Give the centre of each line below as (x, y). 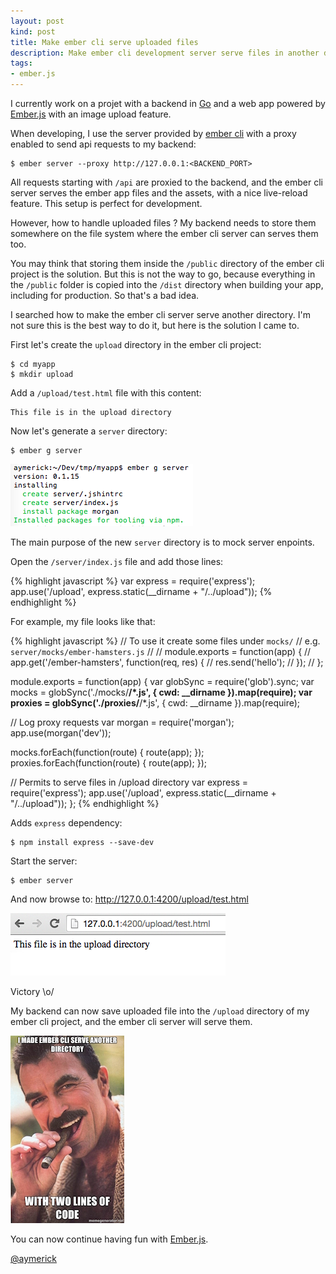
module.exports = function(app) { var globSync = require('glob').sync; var (162, 681)
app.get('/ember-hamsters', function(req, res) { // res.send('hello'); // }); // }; (167, 662)
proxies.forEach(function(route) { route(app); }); (109, 763)
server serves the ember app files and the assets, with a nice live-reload (159, 193)
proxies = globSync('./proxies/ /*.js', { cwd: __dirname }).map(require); (155, 703)
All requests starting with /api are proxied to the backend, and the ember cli (166, 182)
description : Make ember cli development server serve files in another (165, 53)
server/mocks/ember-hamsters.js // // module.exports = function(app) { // (161, 651)
